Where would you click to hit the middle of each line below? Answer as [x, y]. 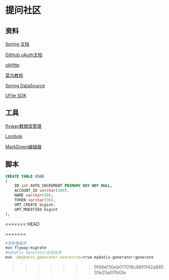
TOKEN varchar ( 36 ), [35, 200]
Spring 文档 [17, 44]
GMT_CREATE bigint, [35, 205]
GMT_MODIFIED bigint [36, 209]
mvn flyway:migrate [26, 248]
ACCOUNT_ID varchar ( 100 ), [42, 191]
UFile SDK [16, 95]
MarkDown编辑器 [23, 147]
